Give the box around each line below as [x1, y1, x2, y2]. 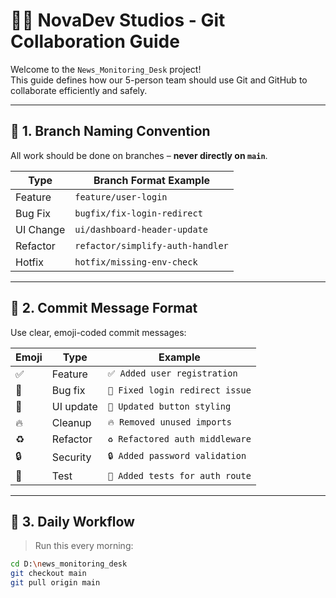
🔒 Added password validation [107, 450, 247, 462]
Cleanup [51, 415, 92, 429]
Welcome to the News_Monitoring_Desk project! [10, 63, 202, 75]
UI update [51, 399, 98, 413]
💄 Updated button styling [107, 400, 232, 412]
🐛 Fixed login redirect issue [107, 384, 252, 396]
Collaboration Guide [10, 30, 180, 53]
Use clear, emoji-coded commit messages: [10, 326, 187, 338]
